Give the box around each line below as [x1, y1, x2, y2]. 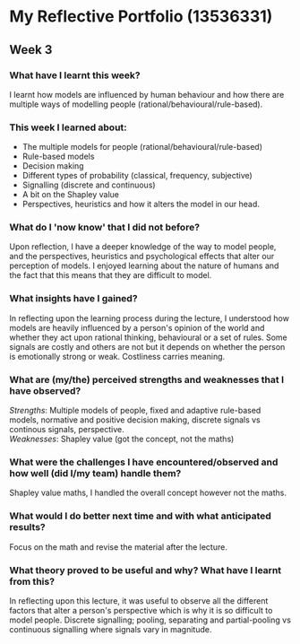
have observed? [9, 384, 81, 396]
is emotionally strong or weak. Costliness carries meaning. [9, 351, 226, 361]
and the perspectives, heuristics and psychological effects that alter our [9, 251, 275, 262]
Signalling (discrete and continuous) [21, 179, 156, 190]
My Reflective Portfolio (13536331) [9, 6, 273, 27]
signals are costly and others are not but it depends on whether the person [9, 341, 286, 352]
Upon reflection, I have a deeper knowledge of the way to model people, [9, 241, 277, 252]
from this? [9, 575, 56, 587]
